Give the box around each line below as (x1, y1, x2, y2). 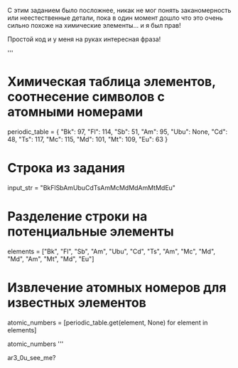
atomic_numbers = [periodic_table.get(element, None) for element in (7, 318, 208, 327)
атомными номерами (7, 104, 144, 120)
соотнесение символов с (7, 89, 165, 105)
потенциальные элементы (7, 224, 174, 240)
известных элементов (7, 295, 147, 310)
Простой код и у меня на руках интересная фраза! (7, 35, 161, 43)
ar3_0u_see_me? (7, 353, 56, 362)
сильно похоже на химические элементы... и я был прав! (7, 21, 181, 29)
